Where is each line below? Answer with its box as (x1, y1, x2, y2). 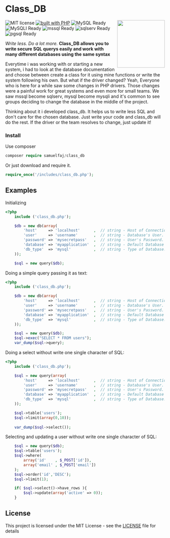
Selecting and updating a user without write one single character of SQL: (5, 434, 157, 440)
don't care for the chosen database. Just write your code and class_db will (5, 113, 161, 120)
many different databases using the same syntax (5, 51, 110, 57)
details (5, 528, 19, 534)
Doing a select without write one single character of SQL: (5, 350, 124, 356)
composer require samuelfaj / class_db (5, 153, 85, 159)
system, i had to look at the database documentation (5, 66, 115, 72)
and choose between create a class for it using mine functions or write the (5, 71, 160, 78)
